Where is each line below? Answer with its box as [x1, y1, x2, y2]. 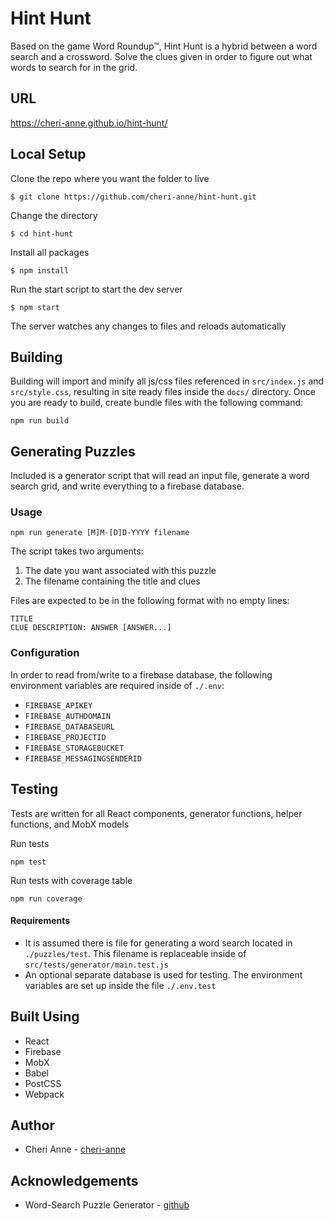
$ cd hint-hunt [10, 228, 74, 239]
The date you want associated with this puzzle [24, 565, 217, 577]
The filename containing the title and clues [24, 575, 201, 587]
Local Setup [10, 146, 87, 163]
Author [10, 1117, 55, 1134]
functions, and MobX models [10, 818, 130, 830]
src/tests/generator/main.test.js [24, 960, 169, 970]
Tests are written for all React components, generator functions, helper [10, 807, 303, 819]
